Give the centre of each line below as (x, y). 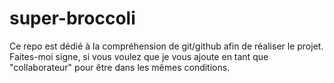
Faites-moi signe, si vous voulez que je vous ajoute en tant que (139, 56)
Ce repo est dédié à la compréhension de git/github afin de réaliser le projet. (166, 46)
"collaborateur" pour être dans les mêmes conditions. (120, 67)
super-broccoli (72, 18)
